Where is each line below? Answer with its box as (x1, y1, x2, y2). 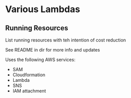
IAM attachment (12, 88, 47, 94)
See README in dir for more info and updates (5, 47, 100, 53)
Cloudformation (12, 72, 46, 78)
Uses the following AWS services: (5, 57, 76, 63)
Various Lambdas (5, 4, 80, 15)
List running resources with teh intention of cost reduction (5, 37, 126, 43)
